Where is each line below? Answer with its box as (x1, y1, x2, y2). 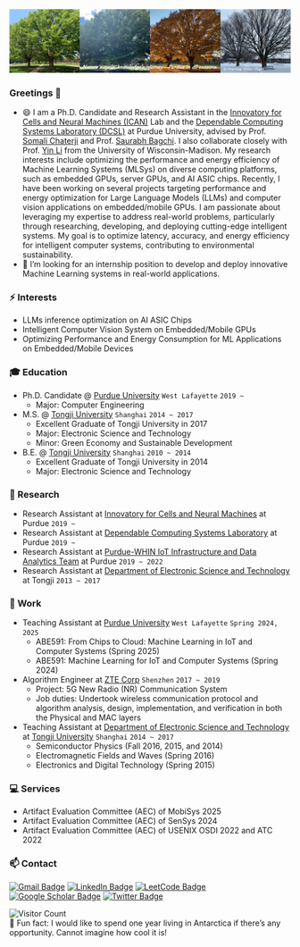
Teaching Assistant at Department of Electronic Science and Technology (21, 722, 290, 733)
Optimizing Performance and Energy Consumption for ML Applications (21, 334, 282, 345)
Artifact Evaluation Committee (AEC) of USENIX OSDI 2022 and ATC (21, 825, 273, 836)
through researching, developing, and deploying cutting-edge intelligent (21, 221, 287, 231)
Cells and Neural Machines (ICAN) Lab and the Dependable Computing (21, 116, 284, 127)
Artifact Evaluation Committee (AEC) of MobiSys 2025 (21, 806, 221, 817)
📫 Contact (9, 858, 57, 870)
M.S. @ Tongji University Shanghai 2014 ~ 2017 (21, 408, 194, 419)
